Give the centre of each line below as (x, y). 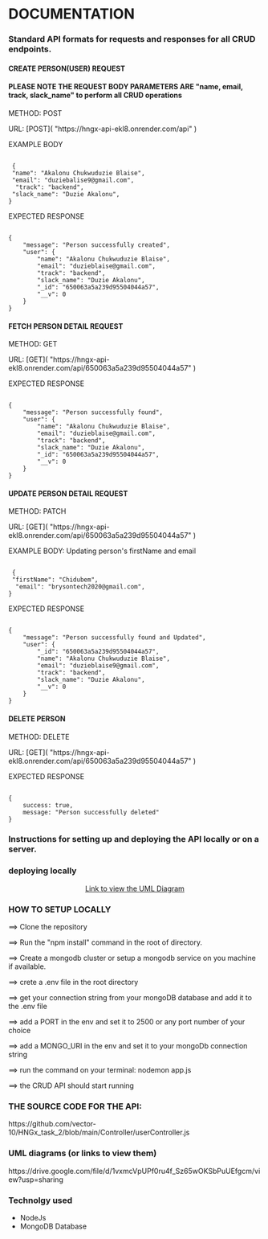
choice (20, 1031)
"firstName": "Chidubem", (55, 580)
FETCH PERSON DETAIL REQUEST (66, 326)
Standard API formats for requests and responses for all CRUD (132, 39)
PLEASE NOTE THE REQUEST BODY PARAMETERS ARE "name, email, (126, 87)
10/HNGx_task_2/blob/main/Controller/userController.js (99, 1132)
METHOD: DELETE (39, 736)
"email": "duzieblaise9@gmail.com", (98, 666)
